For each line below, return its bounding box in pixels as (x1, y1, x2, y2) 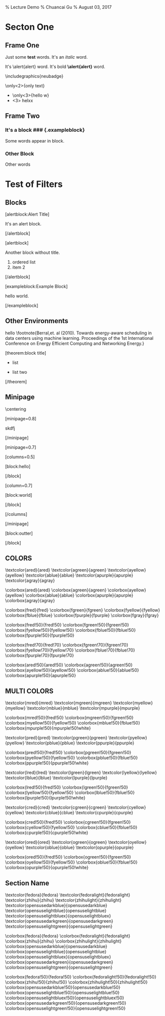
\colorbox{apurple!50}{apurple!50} (5, 673, 76, 679)
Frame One (5, 41, 39, 49)
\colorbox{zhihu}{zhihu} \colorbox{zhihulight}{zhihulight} (5, 938, 122, 944)
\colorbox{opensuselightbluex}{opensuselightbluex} (5, 954, 111, 960)
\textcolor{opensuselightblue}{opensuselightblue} (5, 907, 107, 914)
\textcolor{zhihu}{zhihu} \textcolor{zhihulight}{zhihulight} (5, 897, 122, 903)
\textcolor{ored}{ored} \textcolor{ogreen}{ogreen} (5, 839, 107, 845)
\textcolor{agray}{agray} (5, 578, 55, 583)
